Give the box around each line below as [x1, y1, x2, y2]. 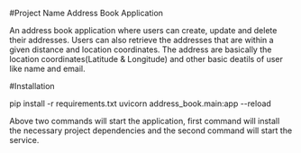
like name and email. [9, 63, 86, 74]
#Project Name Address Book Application [9, 8, 164, 18]
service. [9, 135, 40, 145]
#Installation [9, 81, 56, 91]
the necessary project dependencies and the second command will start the [9, 125, 293, 136]
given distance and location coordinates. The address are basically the [9, 44, 272, 55]
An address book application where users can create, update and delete [9, 25, 278, 35]
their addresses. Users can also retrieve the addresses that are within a [9, 35, 274, 45]
